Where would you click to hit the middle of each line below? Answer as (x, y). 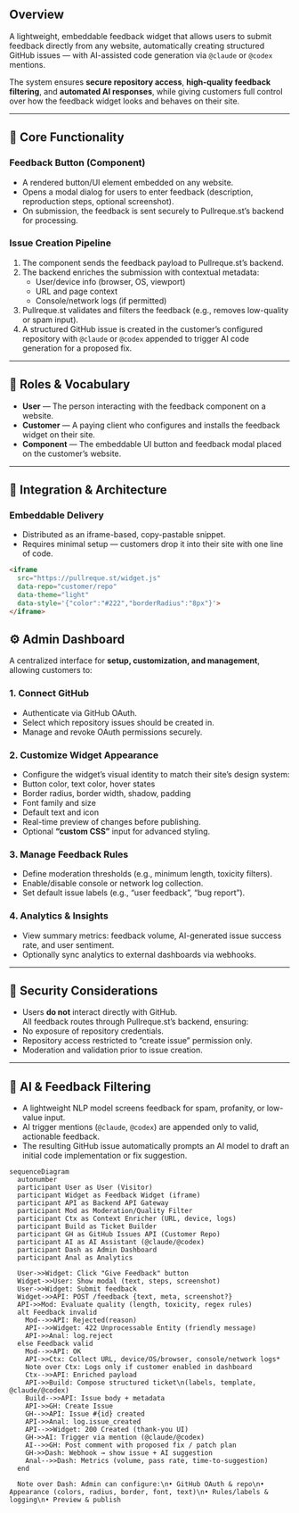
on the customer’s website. (72, 453)
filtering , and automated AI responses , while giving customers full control (146, 91)
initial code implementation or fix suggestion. (105, 1156)
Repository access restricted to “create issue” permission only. (137, 1041)
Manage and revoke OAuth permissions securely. (112, 732)
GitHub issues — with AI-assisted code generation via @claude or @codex (141, 55)
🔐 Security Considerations (84, 990)
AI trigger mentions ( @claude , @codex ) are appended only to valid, (141, 1127)
